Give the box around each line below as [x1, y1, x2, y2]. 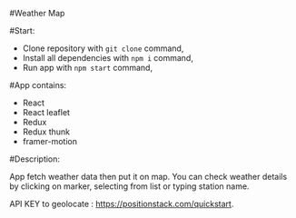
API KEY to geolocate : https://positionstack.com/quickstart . [9, 199, 234, 209]
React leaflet [22, 107, 71, 117]
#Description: [9, 154, 61, 164]
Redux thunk [22, 126, 71, 137]
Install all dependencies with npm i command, [22, 53, 193, 63]
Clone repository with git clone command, [22, 43, 184, 54]
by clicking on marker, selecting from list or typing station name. [9, 181, 250, 192]
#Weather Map [9, 8, 65, 18]
